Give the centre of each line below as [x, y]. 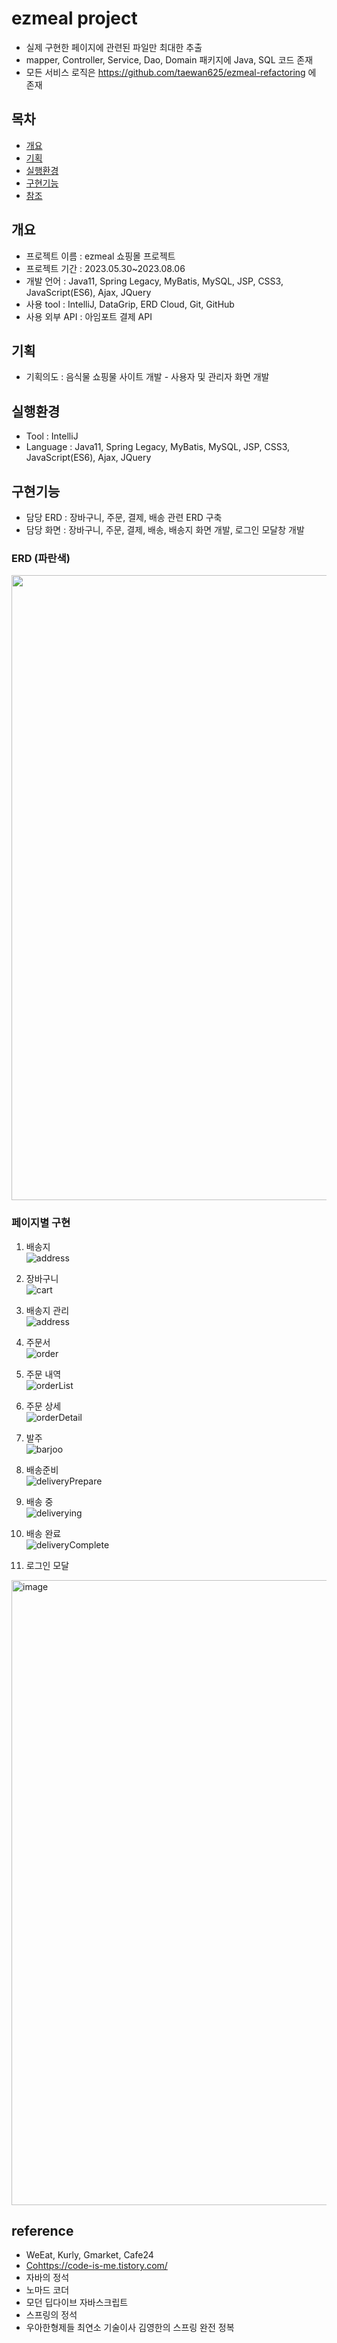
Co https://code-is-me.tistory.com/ [96, 2266]
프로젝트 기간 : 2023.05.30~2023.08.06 [105, 268]
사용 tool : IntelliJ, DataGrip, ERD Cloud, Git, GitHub [130, 304]
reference [42, 2230]
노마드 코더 [47, 2290]
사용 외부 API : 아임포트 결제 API [89, 316]
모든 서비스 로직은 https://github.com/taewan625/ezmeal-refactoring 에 [171, 72]
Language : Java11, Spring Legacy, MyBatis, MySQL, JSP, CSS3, [158, 447]
